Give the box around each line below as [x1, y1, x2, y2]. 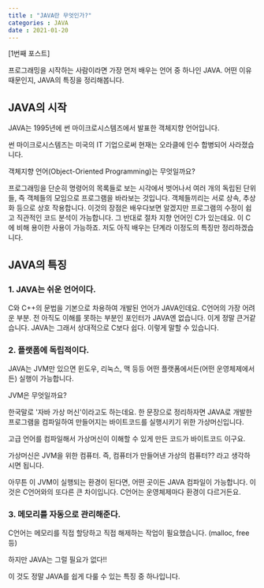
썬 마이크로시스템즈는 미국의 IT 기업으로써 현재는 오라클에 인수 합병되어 [8, 140, 227, 150]
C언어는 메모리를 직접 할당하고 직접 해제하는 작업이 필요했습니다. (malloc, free [8, 528, 250, 537]
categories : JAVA [8, 19, 69, 27]
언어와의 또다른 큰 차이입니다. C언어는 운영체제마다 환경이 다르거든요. [27, 487, 242, 497]
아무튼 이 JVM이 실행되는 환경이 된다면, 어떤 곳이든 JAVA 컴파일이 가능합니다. [8, 478, 248, 487]
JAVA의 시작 [8, 100, 67, 114]
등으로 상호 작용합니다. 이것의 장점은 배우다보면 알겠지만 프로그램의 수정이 [16, 203, 244, 213]
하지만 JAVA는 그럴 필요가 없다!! [8, 555, 108, 564]
